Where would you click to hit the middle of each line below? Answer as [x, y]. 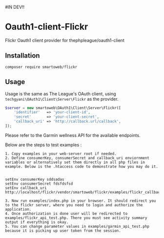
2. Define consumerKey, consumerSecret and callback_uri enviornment [77, 158]
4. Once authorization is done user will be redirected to [66, 214]
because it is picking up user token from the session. [63, 231]
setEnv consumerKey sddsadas [35, 179]
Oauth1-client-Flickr [47, 27]
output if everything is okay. [37, 222]
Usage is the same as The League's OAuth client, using [61, 94]
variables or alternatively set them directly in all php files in [75, 162]
